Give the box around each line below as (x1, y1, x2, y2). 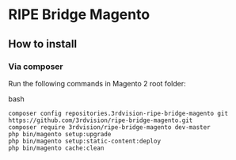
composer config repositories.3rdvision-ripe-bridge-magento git (8, 109, 228, 117)
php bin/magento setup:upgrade (8, 130, 112, 138)
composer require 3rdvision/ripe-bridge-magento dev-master (8, 123, 211, 131)
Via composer (8, 61, 63, 72)
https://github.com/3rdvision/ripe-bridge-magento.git (8, 116, 193, 124)
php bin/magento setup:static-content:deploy (8, 137, 161, 145)
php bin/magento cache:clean (8, 144, 105, 152)
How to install (8, 37, 78, 51)
